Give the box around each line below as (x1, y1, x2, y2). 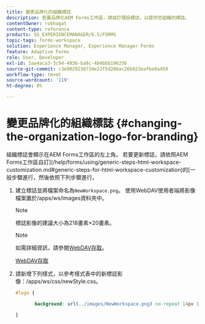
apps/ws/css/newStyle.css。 (28, 278, 102, 285)
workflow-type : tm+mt (6, 72, 62, 78)
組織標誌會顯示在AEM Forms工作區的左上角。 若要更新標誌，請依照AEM (6, 150, 188, 158)
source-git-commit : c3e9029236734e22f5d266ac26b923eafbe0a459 (6, 65, 168, 72)
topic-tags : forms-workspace (6, 37, 81, 43)
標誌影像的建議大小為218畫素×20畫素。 (15, 219, 115, 226)
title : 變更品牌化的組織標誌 (6, 9, 72, 15)
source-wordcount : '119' (6, 77, 70, 83)
